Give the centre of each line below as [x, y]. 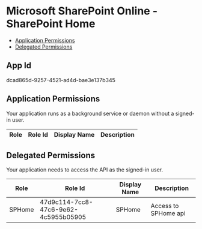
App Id [19, 66]
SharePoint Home [51, 24]
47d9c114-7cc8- [66, 202]
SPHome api [168, 213]
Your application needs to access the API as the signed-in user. [85, 170]
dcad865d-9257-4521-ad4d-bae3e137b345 [61, 80]
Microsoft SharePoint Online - [82, 11]
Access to [165, 206]
